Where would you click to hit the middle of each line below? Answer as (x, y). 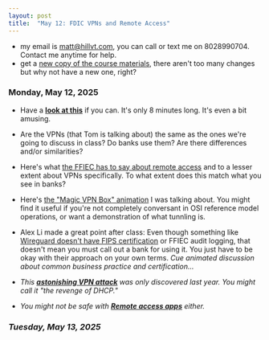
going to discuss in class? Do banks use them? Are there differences (133, 142)
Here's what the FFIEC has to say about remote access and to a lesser (136, 166)
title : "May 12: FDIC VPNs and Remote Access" (90, 23)
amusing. (35, 118)
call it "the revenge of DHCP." (69, 290)
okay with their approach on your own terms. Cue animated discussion (137, 257)
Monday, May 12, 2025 (53, 92)
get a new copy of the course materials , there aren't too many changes (137, 63)
